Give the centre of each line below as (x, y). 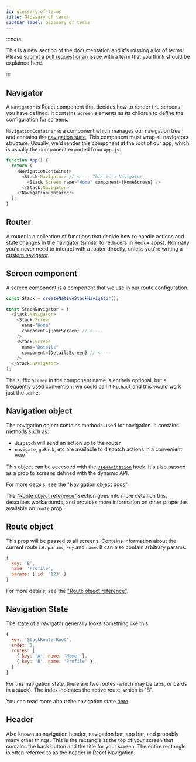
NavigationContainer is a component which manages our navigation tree (94, 131)
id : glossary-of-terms (34, 11)
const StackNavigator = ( (37, 309)
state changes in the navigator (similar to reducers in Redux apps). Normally (98, 242)
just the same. (23, 393)
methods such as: (27, 431)
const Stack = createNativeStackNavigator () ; (62, 298)
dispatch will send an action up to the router (68, 443)
